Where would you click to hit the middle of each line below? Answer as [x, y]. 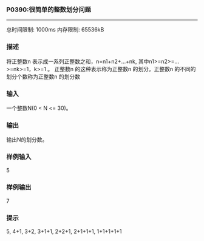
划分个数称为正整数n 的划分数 [43, 76]
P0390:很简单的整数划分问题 [49, 9]
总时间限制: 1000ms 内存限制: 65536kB [55, 30]
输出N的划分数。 [27, 140]
